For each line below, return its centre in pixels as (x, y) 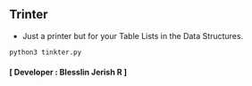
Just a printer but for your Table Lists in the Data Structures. (133, 35)
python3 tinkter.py (46, 52)
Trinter (29, 15)
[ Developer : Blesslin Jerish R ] (68, 72)
